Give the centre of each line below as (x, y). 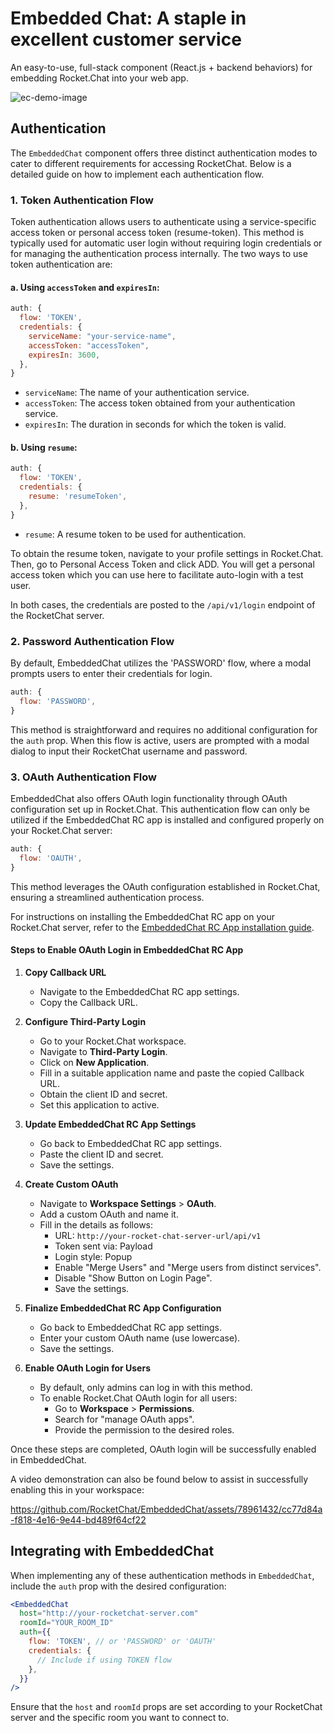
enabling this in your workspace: (77, 1489)
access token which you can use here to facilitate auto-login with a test (157, 574)
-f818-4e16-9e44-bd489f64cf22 (78, 1519)
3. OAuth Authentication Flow (83, 777)
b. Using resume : (44, 447)
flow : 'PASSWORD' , (58, 701)
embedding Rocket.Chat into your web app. (99, 78)
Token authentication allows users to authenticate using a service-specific (163, 222)
